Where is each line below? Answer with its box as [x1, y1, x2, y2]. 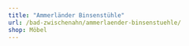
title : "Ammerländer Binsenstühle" [8, 11, 125, 19]
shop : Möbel [8, 26, 47, 34]
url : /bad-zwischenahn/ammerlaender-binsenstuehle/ [8, 19, 181, 27]
